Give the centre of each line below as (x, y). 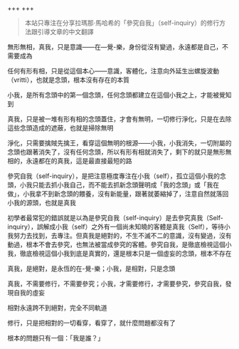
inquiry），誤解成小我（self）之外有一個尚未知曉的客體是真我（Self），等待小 (119, 226)
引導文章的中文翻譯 (65, 32)
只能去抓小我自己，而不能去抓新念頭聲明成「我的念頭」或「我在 (125, 185)
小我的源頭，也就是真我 (42, 203)
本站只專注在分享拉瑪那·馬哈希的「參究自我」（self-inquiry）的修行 (122, 23)
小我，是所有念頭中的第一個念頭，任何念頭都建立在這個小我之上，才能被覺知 (119, 95)
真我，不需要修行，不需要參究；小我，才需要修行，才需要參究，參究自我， (116, 283)
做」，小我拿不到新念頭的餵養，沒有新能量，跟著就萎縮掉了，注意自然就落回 (118, 194)
